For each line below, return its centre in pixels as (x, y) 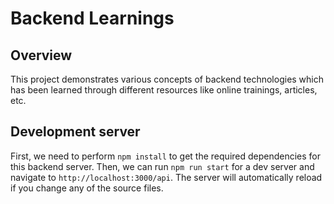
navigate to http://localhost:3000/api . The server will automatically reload (166, 177)
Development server (75, 132)
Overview (41, 55)
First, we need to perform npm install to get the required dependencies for (166, 156)
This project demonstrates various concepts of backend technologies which (167, 79)
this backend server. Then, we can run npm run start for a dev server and (162, 166)
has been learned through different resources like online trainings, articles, (164, 90)
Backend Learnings (92, 18)
